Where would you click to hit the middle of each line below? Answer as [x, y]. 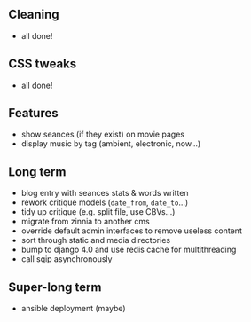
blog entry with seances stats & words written [105, 193]
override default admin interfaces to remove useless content [132, 231]
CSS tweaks [43, 64]
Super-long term [55, 287]
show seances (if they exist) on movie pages [103, 134]
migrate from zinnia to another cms [85, 222]
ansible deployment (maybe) [73, 309]
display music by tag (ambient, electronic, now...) [111, 144]
